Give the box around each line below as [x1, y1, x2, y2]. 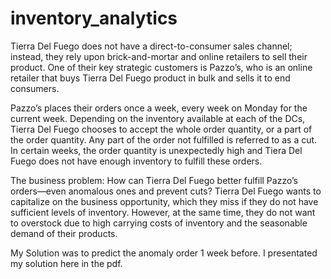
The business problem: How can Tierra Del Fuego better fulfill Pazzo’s [10, 174, 298, 186]
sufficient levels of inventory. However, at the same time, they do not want [10, 206, 316, 218]
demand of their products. [10, 227, 118, 239]
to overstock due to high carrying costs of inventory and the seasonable [10, 217, 308, 229]
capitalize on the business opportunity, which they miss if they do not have [10, 195, 319, 207]
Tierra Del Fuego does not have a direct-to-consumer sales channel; [10, 40, 293, 52]
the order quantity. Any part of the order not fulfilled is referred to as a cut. [10, 133, 318, 146]
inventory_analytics [10, 7, 178, 30]
